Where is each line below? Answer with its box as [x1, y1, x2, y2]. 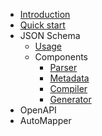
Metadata [49, 72, 90, 84]
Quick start [19, 19, 66, 31]
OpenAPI [19, 104, 57, 116]
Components [34, 51, 88, 63]
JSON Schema [19, 30, 81, 41]
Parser [49, 62, 78, 73]
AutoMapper [19, 115, 72, 126]
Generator [49, 94, 92, 105]
